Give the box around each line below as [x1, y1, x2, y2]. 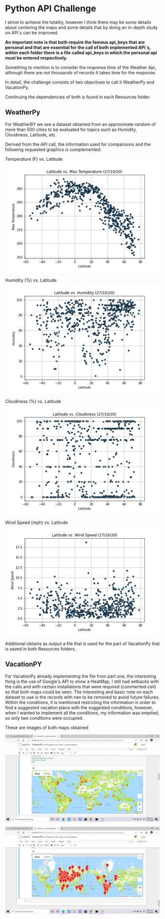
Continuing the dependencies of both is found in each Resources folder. [5, 94, 151, 100]
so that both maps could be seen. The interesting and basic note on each [5, 689, 153, 695]
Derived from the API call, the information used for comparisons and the [5, 141, 151, 147]
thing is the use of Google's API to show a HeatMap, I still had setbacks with [5, 678, 159, 684]
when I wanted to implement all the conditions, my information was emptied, [5, 709, 160, 716]
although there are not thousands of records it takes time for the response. [5, 69, 156, 75]
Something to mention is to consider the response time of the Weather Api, [5, 64, 156, 70]
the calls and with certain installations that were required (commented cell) [5, 683, 156, 689]
